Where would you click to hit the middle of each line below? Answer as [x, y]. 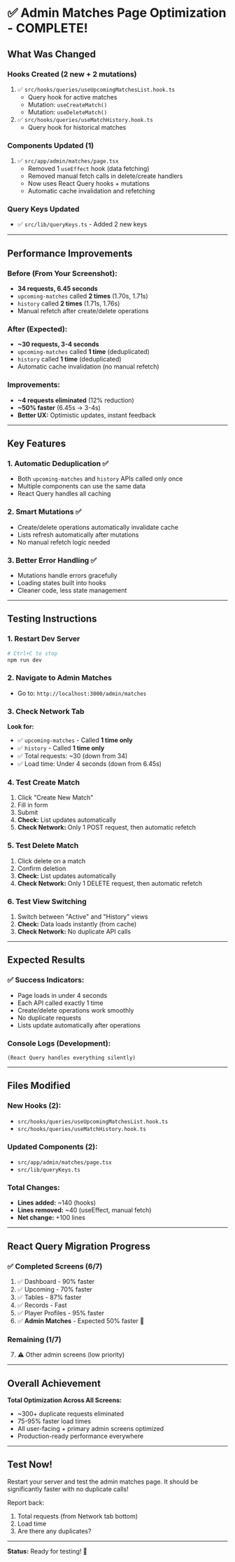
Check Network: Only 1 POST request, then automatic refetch [106, 828]
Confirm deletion [42, 868]
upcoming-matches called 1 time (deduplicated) [84, 352]
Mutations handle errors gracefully [67, 575]
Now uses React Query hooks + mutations [89, 184]
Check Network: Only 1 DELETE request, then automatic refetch [110, 883]
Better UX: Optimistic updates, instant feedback [86, 415]
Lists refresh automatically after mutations [78, 535]
